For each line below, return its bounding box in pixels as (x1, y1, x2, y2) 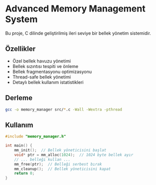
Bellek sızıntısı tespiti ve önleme (12, 63, 79, 69)
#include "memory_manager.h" (5, 134, 66, 139)
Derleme (5, 93, 33, 102)
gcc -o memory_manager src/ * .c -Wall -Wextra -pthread (5, 107, 122, 112)
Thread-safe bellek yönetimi (12, 73, 71, 80)
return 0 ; (14, 171, 35, 176)
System (5, 13, 38, 25)
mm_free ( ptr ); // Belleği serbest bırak (14, 161, 102, 166)
